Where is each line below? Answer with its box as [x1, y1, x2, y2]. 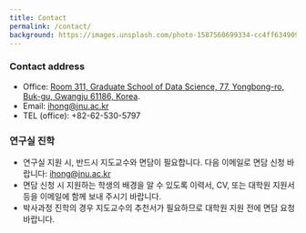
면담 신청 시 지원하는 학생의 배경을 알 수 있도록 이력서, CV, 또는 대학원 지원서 [22, 179, 295, 190]
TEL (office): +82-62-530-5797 [22, 110, 141, 121]
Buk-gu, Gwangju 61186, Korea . [22, 90, 141, 101]
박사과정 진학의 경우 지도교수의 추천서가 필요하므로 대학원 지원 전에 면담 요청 [22, 202, 296, 213]
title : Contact [9, 13, 67, 23]
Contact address [9, 60, 85, 73]
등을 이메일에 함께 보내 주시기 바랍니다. [22, 190, 162, 201]
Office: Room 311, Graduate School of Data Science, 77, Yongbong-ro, [22, 81, 285, 92]
